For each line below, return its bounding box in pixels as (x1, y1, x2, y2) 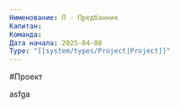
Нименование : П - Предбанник (9, 13, 119, 22)
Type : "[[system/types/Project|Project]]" (9, 47, 171, 56)
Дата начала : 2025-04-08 (9, 38, 103, 48)
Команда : (9, 30, 42, 39)
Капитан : (9, 22, 42, 31)
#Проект (9, 71, 43, 82)
